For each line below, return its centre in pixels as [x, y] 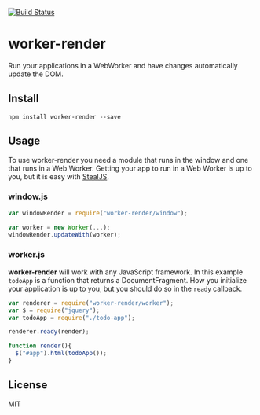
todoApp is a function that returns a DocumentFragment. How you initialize [128, 280]
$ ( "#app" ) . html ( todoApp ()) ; [61, 354]
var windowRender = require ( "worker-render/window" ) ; [98, 213]
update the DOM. [36, 74]
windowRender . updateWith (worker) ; [65, 235]
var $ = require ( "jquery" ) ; [54, 310]
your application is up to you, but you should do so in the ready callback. [125, 288]
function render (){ [40, 346]
